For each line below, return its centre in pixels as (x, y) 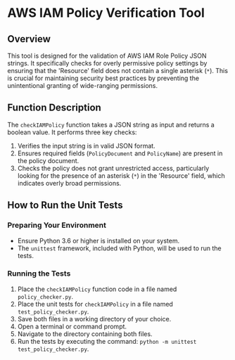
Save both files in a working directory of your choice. (94, 319)
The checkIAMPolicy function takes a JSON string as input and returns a (111, 124)
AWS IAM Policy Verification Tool (106, 13)
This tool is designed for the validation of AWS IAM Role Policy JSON (107, 56)
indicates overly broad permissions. (69, 183)
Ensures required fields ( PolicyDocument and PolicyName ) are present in (120, 153)
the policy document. (48, 160)
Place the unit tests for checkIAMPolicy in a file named (95, 304)
